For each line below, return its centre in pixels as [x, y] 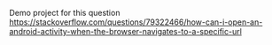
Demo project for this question [65, 13]
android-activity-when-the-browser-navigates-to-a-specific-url [125, 31]
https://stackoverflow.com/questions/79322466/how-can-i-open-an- [136, 22]
